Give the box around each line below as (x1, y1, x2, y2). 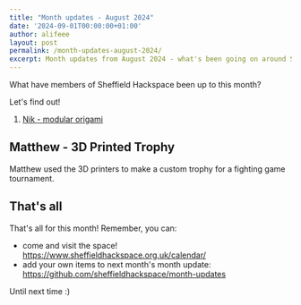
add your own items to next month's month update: (21, 258, 211, 269)
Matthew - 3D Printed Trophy (9, 140, 176, 155)
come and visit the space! (21, 240, 118, 250)
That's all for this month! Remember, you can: (9, 223, 177, 233)
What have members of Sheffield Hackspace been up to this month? (9, 80, 262, 89)
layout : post (9, 38, 58, 47)
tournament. (9, 173, 56, 183)
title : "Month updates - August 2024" (9, 13, 154, 22)
